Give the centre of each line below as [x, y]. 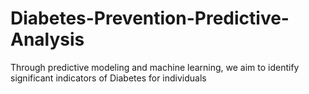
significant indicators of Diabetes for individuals [108, 78]
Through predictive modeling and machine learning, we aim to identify [155, 67]
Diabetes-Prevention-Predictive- [150, 18]
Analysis [47, 39]
